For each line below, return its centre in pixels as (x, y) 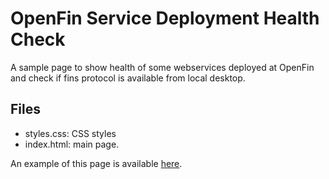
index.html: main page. (72, 144)
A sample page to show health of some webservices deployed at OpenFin (162, 67)
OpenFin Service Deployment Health (165, 18)
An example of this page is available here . (96, 163)
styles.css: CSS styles (70, 133)
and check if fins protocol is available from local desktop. (128, 78)
